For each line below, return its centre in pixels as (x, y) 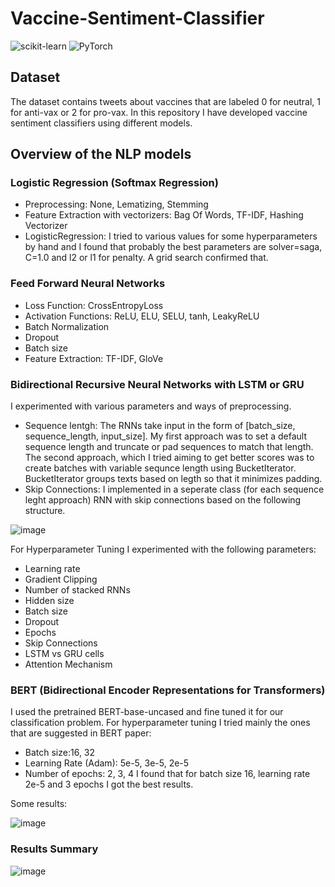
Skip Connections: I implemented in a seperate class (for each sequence (174, 489)
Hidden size (49, 601)
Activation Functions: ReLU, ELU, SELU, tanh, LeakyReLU (142, 316)
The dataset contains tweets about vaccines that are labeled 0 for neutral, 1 (166, 101)
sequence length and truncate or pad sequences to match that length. (169, 447)
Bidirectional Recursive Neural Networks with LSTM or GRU (157, 384)
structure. (45, 511)
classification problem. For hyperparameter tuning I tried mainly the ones (160, 723)
